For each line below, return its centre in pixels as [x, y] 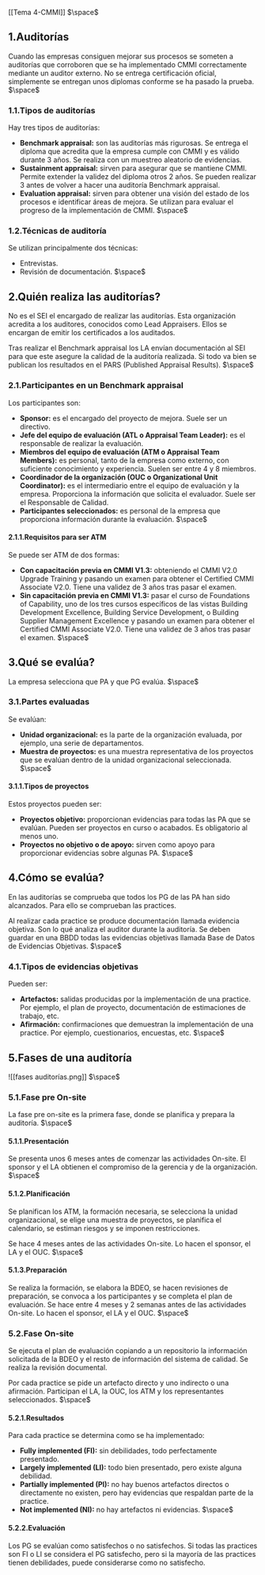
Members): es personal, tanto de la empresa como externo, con [124, 460]
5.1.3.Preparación [38, 1270]
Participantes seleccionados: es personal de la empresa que [120, 510]
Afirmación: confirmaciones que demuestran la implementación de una [136, 1024]
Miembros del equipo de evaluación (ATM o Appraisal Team [119, 452]
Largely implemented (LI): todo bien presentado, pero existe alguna [131, 1468]
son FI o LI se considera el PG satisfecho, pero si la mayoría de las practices [132, 1554]
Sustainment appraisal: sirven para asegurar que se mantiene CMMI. [133, 168]
